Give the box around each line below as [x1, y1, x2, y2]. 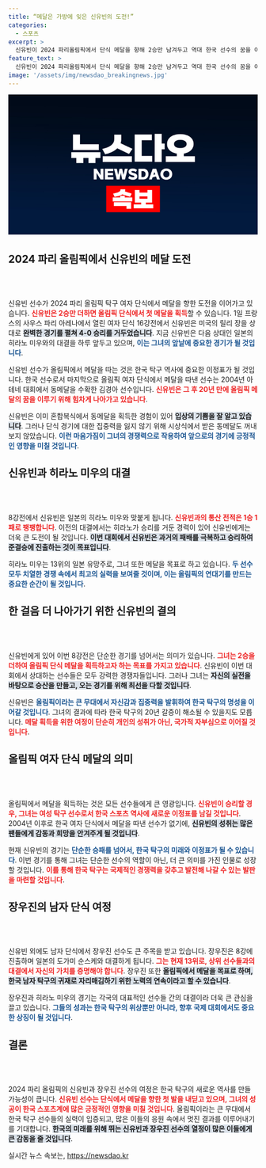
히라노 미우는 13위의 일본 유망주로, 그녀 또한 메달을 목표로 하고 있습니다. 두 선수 [8, 559, 253, 569]
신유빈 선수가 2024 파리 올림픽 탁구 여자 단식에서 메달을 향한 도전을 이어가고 [8, 299, 245, 308]
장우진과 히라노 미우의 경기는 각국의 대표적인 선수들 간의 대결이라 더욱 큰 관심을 [8, 993, 253, 1003]
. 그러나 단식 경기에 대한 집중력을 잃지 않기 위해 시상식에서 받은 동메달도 [21, 421, 243, 431]
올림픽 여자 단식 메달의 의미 [8, 752, 133, 766]
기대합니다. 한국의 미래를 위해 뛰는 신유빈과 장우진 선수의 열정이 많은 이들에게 [16, 1124, 253, 1134]
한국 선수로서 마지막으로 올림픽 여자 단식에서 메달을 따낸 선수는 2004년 [25, 375, 245, 384]
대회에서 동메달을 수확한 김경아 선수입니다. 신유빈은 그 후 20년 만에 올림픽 [22, 385, 250, 394]
